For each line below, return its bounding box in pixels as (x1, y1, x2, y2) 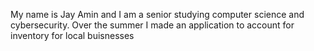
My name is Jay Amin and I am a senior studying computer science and (10, 9, 305, 20)
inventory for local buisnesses (10, 30, 135, 41)
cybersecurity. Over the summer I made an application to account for (10, 19, 295, 31)
